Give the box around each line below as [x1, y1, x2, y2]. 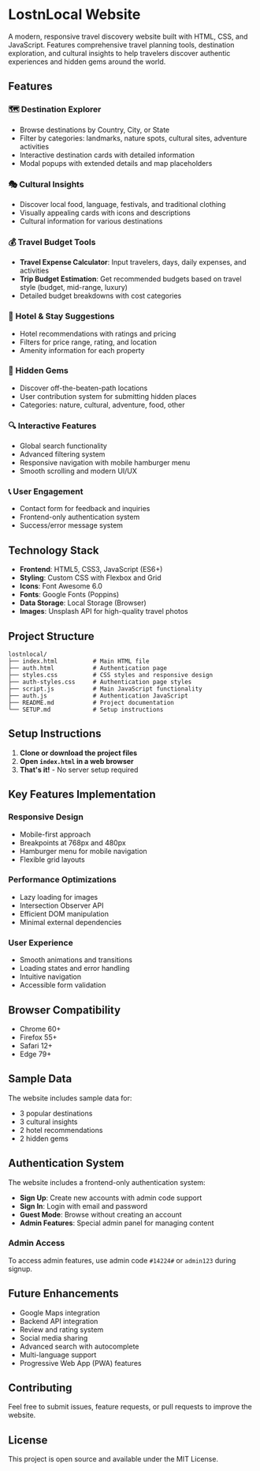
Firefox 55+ [19, 1033, 58, 1042]
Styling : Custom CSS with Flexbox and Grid [19, 573, 162, 582]
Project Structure [8, 630, 95, 643]
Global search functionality [19, 441, 108, 451]
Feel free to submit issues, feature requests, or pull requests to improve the [8, 1402, 252, 1412]
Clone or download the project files [19, 748, 138, 758]
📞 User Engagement [8, 486, 84, 497]
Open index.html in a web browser [19, 756, 134, 766]
